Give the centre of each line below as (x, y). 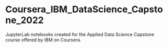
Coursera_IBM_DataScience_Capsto (84, 9)
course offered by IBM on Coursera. (43, 40)
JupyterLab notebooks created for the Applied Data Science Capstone (80, 34)
